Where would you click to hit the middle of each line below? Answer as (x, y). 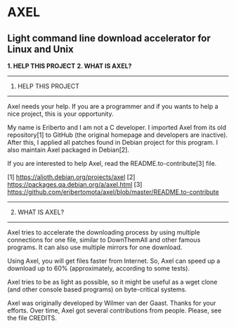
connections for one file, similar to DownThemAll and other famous (104, 240)
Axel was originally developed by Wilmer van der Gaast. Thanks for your (112, 303)
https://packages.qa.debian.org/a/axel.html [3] (75, 184)
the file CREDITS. (32, 318)
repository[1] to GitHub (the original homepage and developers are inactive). (118, 135)
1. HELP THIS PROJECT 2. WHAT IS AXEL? (70, 66)
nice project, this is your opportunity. (60, 114)
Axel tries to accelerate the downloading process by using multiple (104, 232)
